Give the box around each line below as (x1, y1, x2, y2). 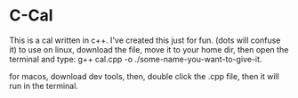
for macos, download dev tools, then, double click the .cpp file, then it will (9, 70, 280, 81)
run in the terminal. (9, 80, 78, 91)
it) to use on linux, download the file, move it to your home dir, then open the (9, 44, 289, 54)
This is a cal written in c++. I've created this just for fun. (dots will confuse (9, 35, 281, 45)
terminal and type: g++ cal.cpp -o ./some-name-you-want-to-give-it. (9, 53, 262, 64)
